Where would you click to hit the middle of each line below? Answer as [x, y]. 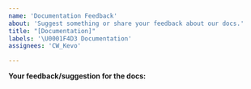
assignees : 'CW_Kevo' [45, 46]
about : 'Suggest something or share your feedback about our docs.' [126, 23]
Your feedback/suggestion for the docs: [77, 76]
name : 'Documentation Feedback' [63, 16]
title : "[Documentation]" [52, 31]
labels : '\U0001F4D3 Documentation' [70, 38]
